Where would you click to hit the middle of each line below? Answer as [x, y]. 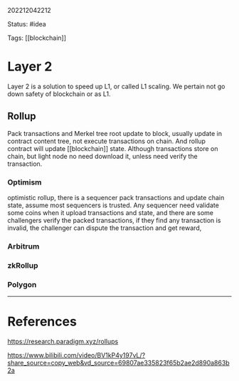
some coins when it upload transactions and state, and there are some [111, 213]
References [42, 322]
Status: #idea [27, 24]
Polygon [22, 284]
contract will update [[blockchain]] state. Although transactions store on [113, 148]
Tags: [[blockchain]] [37, 38]
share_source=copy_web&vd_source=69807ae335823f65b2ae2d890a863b [118, 363]
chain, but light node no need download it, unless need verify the [102, 156]
